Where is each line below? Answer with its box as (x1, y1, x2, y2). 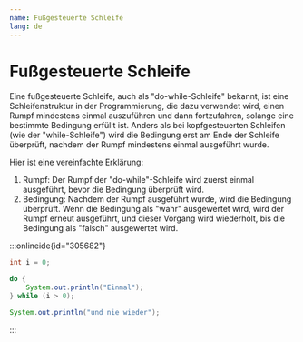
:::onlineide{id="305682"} (9, 240, 106, 251)
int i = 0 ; (9, 258, 51, 267)
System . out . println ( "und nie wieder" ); (9, 307, 161, 317)
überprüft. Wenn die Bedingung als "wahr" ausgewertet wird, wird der (22, 204, 284, 215)
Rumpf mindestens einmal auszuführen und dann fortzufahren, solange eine (9, 110, 295, 121)
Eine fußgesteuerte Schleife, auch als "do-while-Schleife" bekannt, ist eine (9, 91, 289, 102)
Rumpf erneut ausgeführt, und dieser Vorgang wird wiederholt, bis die (22, 213, 286, 224)
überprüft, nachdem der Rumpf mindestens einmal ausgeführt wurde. (9, 139, 269, 150)
